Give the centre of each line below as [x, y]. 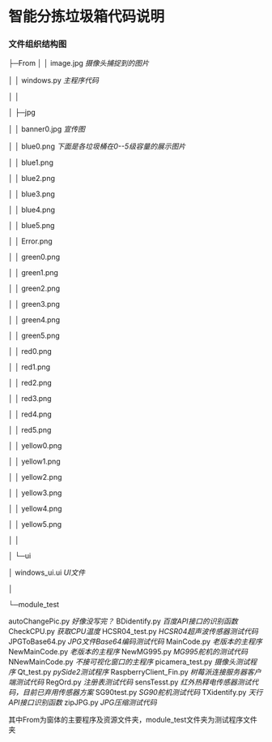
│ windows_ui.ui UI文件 [47, 572]
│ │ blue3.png [32, 194]
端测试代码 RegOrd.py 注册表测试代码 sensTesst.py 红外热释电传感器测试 [130, 682]
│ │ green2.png [34, 288]
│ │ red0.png [30, 352]
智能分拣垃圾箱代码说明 [87, 17]
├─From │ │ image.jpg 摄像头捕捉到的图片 [79, 63]
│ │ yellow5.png [35, 524]
